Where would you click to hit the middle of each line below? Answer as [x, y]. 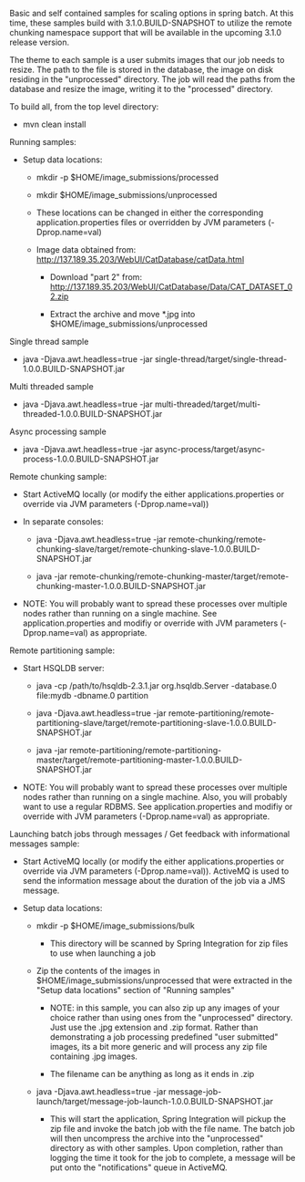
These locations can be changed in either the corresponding [150, 213]
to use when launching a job [103, 953]
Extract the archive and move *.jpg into [122, 314]
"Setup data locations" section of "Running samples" [135, 990]
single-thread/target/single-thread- [221, 359]
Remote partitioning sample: [62, 650]
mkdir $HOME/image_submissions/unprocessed [127, 195]
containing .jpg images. [94, 1056]
